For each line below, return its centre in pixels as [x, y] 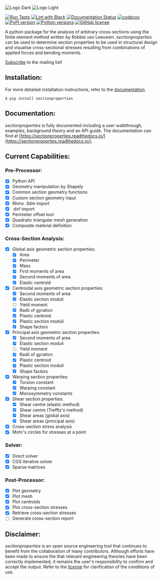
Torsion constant [36, 382]
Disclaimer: [23, 534]
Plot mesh [22, 496]
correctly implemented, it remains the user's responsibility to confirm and [79, 562]
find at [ [13, 136]
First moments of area [42, 271]
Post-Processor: [25, 480]
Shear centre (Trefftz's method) [51, 410]
